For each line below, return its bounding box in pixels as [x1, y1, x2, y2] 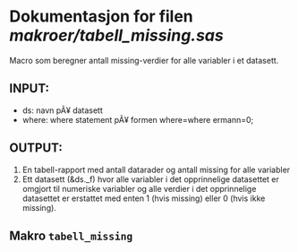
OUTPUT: [9, 141, 63, 156]
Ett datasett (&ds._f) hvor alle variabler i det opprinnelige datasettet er [21, 173, 280, 185]
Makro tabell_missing [9, 228, 133, 243]
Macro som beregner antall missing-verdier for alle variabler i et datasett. [9, 55, 279, 65]
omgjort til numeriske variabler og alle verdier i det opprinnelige [21, 183, 257, 194]
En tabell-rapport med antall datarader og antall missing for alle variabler [21, 164, 291, 175]
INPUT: [9, 81, 50, 96]
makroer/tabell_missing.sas [9, 25, 224, 46]
